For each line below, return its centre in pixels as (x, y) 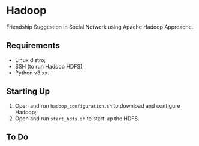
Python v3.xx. (32, 73)
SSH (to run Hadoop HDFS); (49, 66)
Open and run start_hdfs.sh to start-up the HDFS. (77, 118)
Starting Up (28, 91)
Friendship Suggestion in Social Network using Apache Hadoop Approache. (100, 27)
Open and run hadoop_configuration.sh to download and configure (97, 105)
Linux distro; (30, 60)
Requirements (33, 46)
